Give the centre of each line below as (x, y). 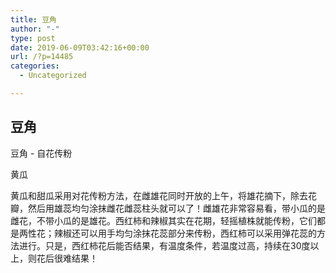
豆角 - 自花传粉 (41, 153)
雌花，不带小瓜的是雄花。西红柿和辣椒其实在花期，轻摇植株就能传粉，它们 (163, 220)
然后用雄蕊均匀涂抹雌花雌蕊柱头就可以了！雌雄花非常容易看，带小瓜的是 (176, 208)
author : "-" (35, 29)
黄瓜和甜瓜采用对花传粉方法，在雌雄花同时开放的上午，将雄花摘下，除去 (159, 195)
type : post (33, 38)
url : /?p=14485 (42, 57)
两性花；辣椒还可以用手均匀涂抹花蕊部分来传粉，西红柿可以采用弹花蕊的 (167, 233)
